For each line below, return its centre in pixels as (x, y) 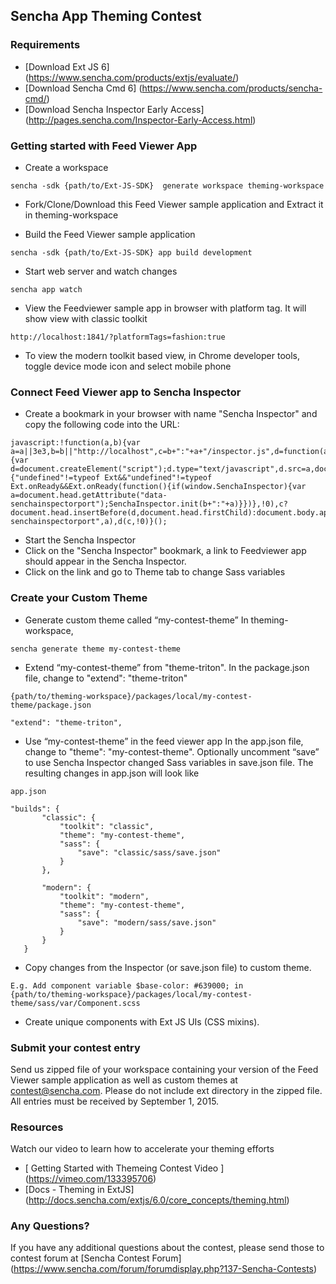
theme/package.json (51, 705)
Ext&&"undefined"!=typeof (158, 478)
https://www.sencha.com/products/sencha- (232, 88)
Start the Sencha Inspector (80, 540)
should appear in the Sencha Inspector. (105, 561)
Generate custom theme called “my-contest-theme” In (136, 620)
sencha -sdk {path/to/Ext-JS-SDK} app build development (131, 252)
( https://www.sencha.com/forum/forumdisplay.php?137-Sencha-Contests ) (164, 1269)
